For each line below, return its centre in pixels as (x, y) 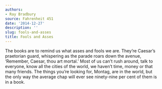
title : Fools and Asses (29, 37)
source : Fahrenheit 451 (29, 19)
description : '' (22, 28)
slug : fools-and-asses (28, 32)
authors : (14, 10)
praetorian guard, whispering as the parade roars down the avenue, (73, 56)
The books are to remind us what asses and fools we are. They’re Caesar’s (80, 51)
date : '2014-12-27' (25, 23)
